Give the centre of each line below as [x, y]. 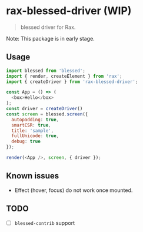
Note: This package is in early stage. [51, 38]
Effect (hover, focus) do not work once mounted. [74, 190]
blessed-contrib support [45, 223]
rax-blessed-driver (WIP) [69, 11]
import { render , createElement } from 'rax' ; [64, 76]
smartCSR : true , [31, 125]
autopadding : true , [35, 120]
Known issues [33, 176]
